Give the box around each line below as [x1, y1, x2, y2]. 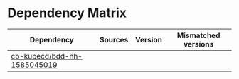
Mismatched [176, 30, 221, 40]
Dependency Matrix [7, 5, 127, 21]
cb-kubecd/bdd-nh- [11, 51, 83, 61]
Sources [99, 35, 129, 44]
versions [184, 39, 214, 49]
